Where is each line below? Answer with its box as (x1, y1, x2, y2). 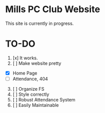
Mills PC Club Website (5, 4, 100, 15)
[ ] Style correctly (12, 91, 50, 97)
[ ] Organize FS (12, 86, 45, 92)
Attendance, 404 (12, 76, 48, 82)
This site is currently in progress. (5, 20, 74, 26)
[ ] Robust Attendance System (12, 97, 76, 102)
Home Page (12, 70, 38, 76)
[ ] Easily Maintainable (12, 102, 59, 108)
